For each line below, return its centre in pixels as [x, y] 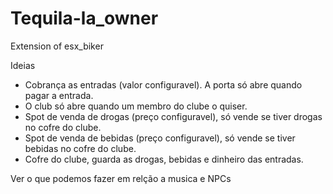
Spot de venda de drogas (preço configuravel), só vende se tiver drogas [173, 116]
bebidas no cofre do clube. [80, 148]
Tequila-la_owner [84, 18]
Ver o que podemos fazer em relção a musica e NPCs [121, 178]
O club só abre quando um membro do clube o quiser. [136, 106]
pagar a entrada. [59, 95]
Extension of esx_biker [57, 46]
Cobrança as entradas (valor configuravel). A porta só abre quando [163, 84]
